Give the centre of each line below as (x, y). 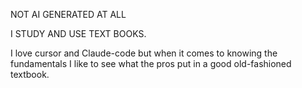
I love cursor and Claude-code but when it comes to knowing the (144, 53)
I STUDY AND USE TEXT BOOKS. (78, 33)
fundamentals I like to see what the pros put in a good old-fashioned (151, 63)
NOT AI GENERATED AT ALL (68, 14)
